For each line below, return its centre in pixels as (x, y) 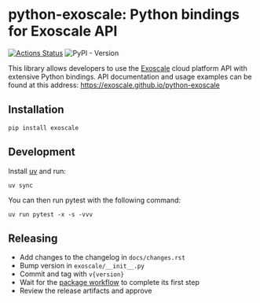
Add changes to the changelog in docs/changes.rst (103, 257)
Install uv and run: (37, 171)
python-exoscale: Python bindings (124, 15)
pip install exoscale (44, 127)
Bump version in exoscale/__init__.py (82, 266)
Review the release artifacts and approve (86, 291)
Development (42, 152)
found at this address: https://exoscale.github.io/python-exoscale (114, 85)
